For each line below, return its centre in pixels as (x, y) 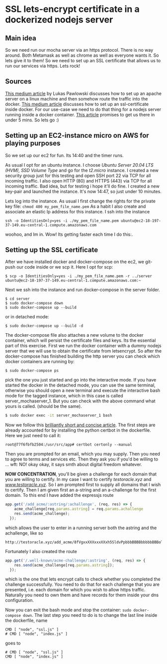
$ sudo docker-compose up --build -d (44, 326)
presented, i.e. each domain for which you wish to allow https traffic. (75, 590)
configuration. (19, 600)
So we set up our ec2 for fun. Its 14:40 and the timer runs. (64, 155)
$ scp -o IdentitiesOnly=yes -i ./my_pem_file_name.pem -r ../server (79, 276)
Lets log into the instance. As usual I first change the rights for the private (80, 201)
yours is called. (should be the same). (43, 406)
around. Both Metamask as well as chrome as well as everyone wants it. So (82, 55)
